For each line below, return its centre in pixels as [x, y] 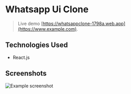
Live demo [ [30, 24]
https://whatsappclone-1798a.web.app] [84, 24]
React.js [21, 57]
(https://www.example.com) [47, 29]
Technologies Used [36, 45]
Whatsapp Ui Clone [47, 9]
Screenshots [26, 73]
